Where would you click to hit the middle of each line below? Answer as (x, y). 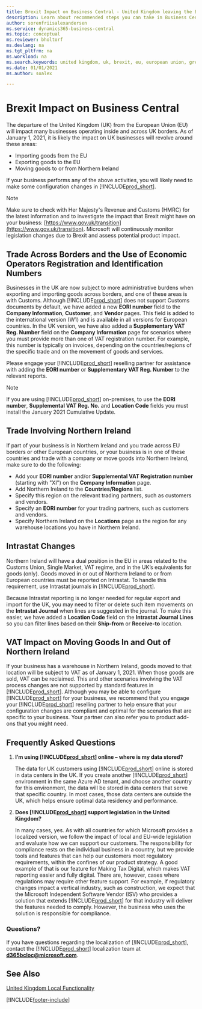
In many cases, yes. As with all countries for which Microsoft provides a (104, 830)
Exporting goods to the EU (47, 162)
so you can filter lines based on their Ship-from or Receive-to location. (95, 624)
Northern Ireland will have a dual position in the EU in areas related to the (97, 560)
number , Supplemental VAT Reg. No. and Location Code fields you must (97, 406)
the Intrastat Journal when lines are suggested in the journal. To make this (99, 610)
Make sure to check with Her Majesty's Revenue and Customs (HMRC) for (98, 210)
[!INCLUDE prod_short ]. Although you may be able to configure (84, 692)
